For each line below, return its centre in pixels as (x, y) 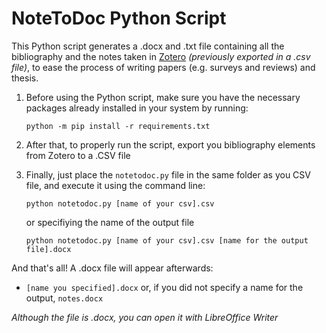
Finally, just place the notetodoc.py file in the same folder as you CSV (168, 174)
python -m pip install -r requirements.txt (118, 126)
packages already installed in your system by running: (137, 108)
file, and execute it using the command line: (115, 185)
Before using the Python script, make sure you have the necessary (163, 97)
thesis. (25, 78)
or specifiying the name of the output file (110, 222)
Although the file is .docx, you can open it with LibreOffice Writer (145, 317)
